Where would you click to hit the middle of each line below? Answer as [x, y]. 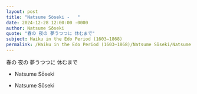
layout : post [22, 12]
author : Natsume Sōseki [35, 28]
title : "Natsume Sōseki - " [43, 17]
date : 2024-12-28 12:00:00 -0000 [47, 22]
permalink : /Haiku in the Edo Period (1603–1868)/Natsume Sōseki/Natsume [99, 45]
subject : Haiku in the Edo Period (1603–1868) [64, 39]
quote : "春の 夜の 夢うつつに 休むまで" [51, 34]
